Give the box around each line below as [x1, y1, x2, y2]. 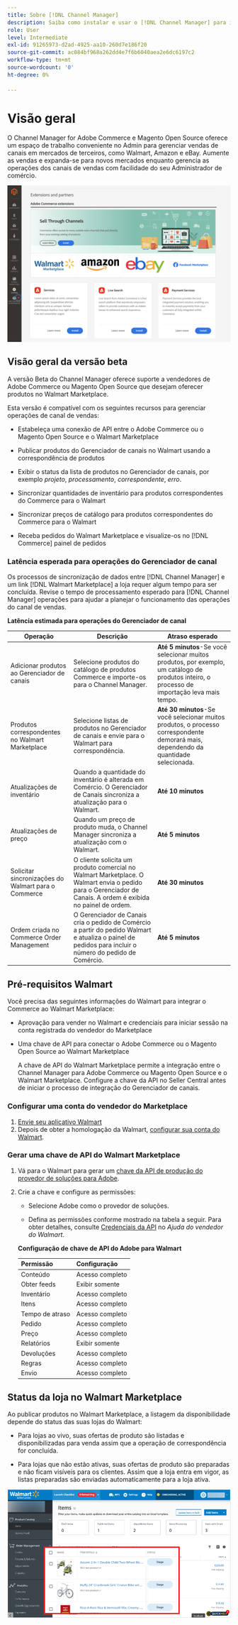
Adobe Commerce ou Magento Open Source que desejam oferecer [7, 382, 203, 390]
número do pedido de [73, 948, 137, 957]
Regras [21, 1359, 42, 1367]
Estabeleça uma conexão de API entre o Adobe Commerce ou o [17, 424, 204, 433]
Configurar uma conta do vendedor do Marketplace [7, 1101, 188, 1111]
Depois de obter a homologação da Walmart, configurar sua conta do [17, 1125, 220, 1133]
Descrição [96, 632, 128, 641]
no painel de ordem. [73, 900, 132, 909]
